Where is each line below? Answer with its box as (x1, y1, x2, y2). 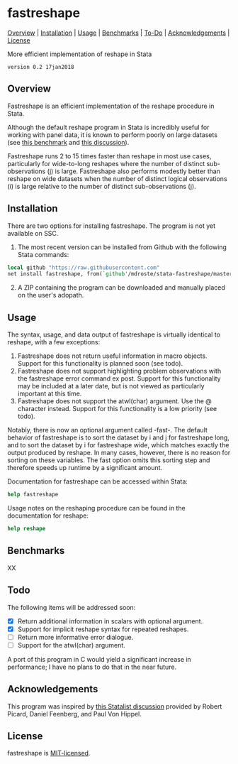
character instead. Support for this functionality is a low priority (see (17, 405, 217, 413)
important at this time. (17, 389, 82, 398)
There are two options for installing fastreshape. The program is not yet (7, 222, 216, 230)
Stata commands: (17, 250, 69, 258)
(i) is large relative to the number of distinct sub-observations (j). (7, 182, 196, 190)
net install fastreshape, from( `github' (7, 271, 129, 278)
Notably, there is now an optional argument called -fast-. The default (7, 426, 208, 435)
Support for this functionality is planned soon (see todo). (17, 359, 183, 368)
